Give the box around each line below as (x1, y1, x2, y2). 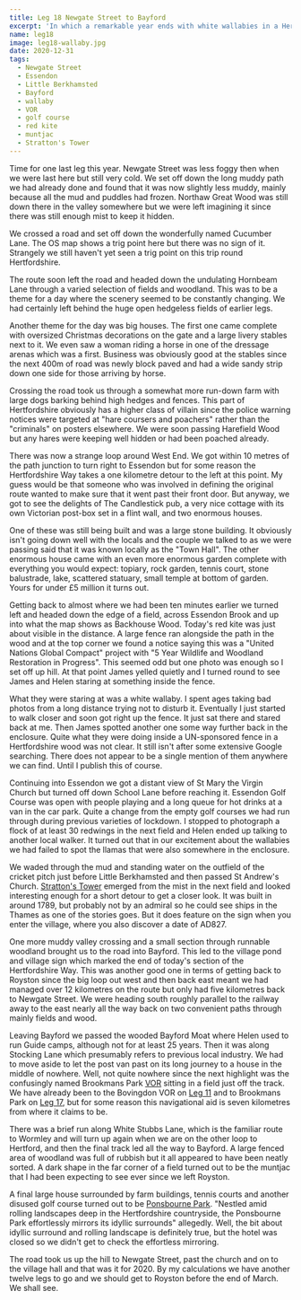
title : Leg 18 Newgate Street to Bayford (9, 13, 167, 22)
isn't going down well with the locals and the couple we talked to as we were (9, 534, 292, 545)
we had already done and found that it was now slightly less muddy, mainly (9, 181, 287, 193)
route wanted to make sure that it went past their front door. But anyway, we (9, 488, 290, 499)
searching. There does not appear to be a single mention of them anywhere (9, 751, 288, 761)
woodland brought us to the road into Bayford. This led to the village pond (9, 945, 282, 956)
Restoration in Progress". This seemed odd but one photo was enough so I (9, 656, 284, 667)
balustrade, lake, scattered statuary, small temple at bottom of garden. (9, 572, 269, 584)
